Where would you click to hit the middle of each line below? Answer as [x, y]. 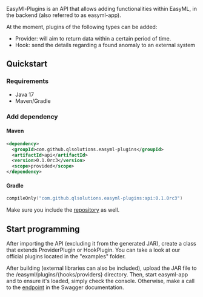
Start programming [43, 229]
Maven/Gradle [33, 101]
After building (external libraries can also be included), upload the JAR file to [101, 268]
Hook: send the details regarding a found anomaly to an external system [105, 45]
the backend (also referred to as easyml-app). [64, 15]
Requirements [28, 81]
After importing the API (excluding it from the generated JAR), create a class [101, 243]
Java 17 [25, 94]
